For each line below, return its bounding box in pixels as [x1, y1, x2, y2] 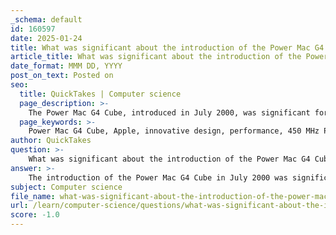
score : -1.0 [10, 210, 60, 220]
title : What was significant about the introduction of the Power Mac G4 [10, 42, 325, 53]
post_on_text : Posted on [10, 71, 114, 81]
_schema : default [10, 14, 83, 25]
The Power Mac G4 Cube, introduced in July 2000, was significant [28, 107, 311, 118]
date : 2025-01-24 [10, 33, 83, 43]
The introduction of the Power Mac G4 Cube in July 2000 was [28, 172, 288, 183]
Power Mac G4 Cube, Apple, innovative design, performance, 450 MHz [28, 126, 320, 136]
